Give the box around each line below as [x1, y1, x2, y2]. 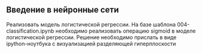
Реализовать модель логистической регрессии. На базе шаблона [6, 20, 176, 28]
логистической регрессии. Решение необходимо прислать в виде [6, 33, 177, 41]
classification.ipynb [6, 27, 55, 34]
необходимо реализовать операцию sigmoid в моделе [55, 27, 196, 34]
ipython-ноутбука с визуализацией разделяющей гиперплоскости [6, 40, 176, 47]
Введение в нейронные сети [6, 5, 119, 15]
